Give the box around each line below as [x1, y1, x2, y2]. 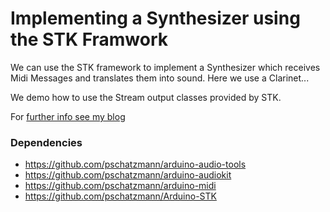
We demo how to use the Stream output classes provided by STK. [10, 91, 282, 103]
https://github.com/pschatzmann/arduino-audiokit [24, 169, 232, 181]
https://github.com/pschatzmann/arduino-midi [24, 180, 217, 192]
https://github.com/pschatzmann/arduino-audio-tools [24, 158, 247, 171]
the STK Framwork [10, 28, 169, 51]
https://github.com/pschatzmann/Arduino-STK [24, 190, 217, 202]
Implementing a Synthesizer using [10, 7, 301, 30]
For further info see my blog [10, 110, 126, 122]
